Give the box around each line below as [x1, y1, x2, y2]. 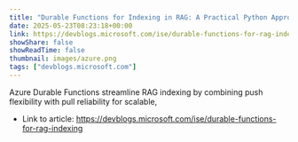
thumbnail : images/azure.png [9, 54, 117, 63]
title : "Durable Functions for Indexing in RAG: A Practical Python [9, 12, 268, 22]
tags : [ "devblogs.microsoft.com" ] [9, 63, 137, 72]
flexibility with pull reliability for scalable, [9, 96, 158, 106]
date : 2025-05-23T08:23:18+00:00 [9, 21, 133, 30]
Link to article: [21, 113, 74, 124]
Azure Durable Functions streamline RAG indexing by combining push [9, 86, 263, 98]
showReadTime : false [9, 46, 86, 55]
